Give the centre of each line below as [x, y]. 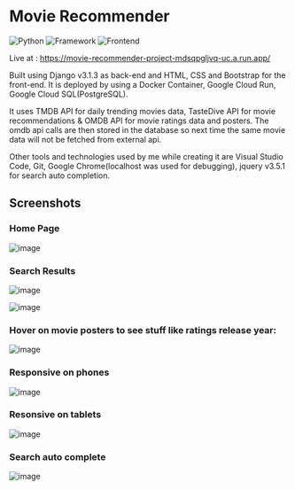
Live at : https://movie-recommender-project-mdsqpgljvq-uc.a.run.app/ [140, 58]
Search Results [43, 270]
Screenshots [45, 203]
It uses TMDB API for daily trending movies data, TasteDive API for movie [143, 111]
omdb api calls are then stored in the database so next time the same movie [147, 129]
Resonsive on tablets [55, 415]
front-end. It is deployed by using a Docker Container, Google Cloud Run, [143, 84]
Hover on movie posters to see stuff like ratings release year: [143, 330]
